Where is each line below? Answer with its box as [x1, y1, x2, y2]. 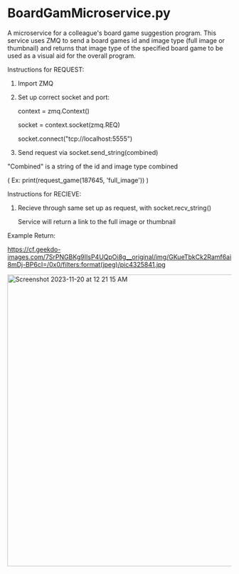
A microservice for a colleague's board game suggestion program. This [7, 29, 217, 37]
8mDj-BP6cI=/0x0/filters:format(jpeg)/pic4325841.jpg [7, 260, 166, 268]
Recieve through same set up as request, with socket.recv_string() [17, 203, 212, 212]
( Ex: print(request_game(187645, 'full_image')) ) [7, 176, 149, 184]
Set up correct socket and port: [17, 93, 110, 101]
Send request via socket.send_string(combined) [17, 148, 159, 156]
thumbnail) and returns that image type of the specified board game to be [7, 44, 223, 52]
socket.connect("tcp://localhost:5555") [17, 134, 133, 143]
